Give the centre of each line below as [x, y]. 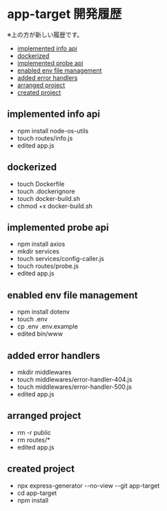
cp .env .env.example [47, 327]
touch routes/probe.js [48, 266]
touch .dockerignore [46, 191]
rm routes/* [33, 440]
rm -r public [34, 432]
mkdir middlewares [44, 372]
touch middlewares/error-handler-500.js [75, 387]
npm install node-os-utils [53, 131]
